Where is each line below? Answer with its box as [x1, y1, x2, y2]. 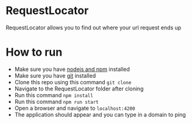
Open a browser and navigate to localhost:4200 [14, 104, 135, 112]
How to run [5, 45, 63, 59]
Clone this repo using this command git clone [14, 78, 132, 86]
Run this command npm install [14, 91, 94, 98]
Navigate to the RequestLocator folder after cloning [14, 85, 144, 92]
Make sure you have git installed [14, 71, 96, 79]
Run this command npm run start [14, 98, 99, 105]
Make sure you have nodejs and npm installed [14, 65, 130, 73]
